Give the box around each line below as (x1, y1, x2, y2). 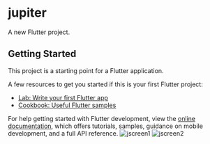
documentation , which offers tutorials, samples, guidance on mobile (8, 122, 203, 130)
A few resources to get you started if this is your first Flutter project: (8, 80, 203, 88)
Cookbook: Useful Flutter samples (17, 101, 117, 109)
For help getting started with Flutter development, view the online (8, 114, 196, 122)
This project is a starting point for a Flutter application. (8, 66, 164, 74)
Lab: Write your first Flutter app (17, 93, 109, 102)
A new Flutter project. (8, 28, 70, 36)
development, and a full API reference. (8, 129, 119, 137)
